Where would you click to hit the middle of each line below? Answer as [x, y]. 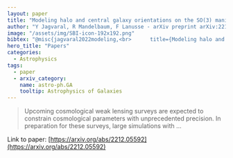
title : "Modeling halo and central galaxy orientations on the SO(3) [110, 20]
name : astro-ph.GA [46, 85]
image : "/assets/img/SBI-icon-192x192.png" [71, 33]
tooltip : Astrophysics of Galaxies [71, 91]
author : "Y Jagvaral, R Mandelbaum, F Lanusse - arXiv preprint [102, 26]
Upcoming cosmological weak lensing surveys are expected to [114, 111]
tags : [15, 65]
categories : [24, 53]
